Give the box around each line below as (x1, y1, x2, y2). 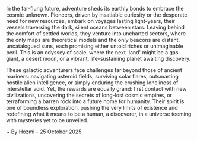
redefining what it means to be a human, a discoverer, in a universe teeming (6, 110, 192, 117)
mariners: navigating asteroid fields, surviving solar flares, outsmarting (6, 73, 179, 80)
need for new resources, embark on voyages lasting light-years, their (6, 18, 175, 24)
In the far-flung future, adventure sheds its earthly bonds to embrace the (6, 5, 184, 12)
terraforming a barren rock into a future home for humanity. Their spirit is (6, 98, 185, 105)
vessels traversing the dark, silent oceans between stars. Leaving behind (6, 24, 185, 31)
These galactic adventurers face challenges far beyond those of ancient (6, 67, 183, 73)
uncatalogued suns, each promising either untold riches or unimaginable (6, 42, 183, 50)
